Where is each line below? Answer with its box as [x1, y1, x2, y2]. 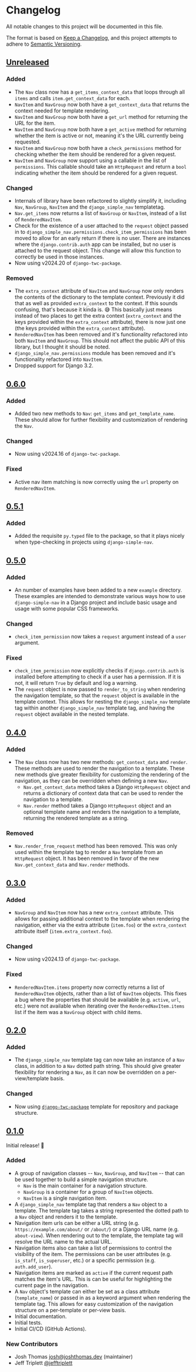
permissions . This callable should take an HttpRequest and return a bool [14, 163, 187, 170]
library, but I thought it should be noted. [14, 343, 110, 350]
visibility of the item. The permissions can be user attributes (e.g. [14, 1250, 171, 1257]
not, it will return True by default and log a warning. [14, 680, 137, 687]
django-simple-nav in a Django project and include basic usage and [14, 599, 177, 606]
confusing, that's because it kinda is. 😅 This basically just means [14, 306, 173, 313]
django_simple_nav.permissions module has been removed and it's [14, 350, 176, 357]
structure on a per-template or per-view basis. [14, 1306, 126, 1313]
